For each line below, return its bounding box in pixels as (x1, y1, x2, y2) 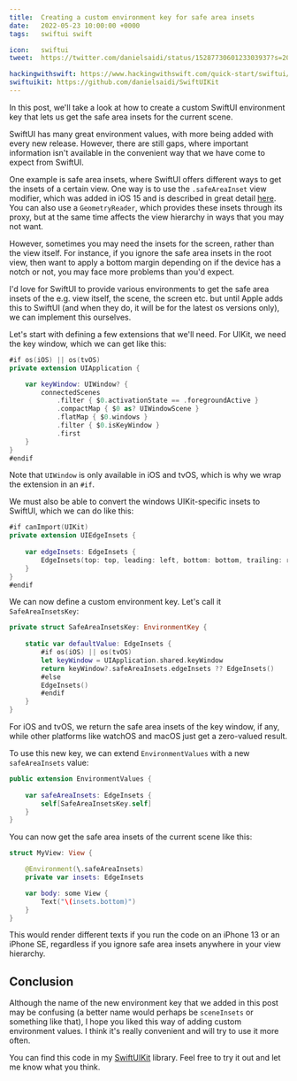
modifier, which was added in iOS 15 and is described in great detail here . (9, 192, 277, 204)
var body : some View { (25, 889, 109, 898)
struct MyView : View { (9, 849, 93, 858)
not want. (9, 220, 44, 231)
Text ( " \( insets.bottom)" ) (41, 897, 137, 906)
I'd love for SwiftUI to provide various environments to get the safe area (9, 283, 270, 294)
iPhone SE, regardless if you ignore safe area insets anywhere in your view (9, 939, 281, 950)
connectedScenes (41, 388, 101, 397)
